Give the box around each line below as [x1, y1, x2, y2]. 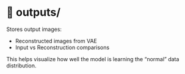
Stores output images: [6, 25, 62, 33]
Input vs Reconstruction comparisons [15, 44, 110, 51]
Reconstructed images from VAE [15, 37, 98, 44]
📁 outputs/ [6, 5, 61, 19]
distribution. [6, 62, 37, 69]
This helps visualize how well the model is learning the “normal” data [6, 55, 180, 62]
